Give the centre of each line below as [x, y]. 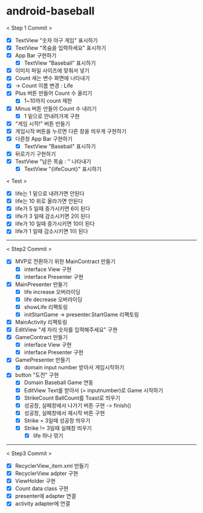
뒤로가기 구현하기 [35, 154]
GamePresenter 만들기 [43, 360]
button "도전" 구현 [37, 375]
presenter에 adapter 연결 [46, 496]
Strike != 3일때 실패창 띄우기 [58, 428]
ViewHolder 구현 [35, 481]
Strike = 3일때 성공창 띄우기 [57, 420]
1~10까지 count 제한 [48, 101]
